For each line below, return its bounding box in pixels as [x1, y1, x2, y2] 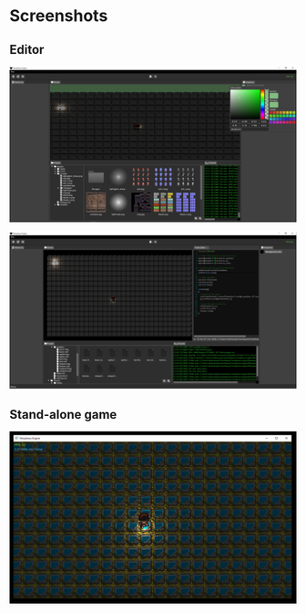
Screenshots [9, 5, 108, 26]
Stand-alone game [9, 407, 117, 422]
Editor [9, 42, 45, 57]
